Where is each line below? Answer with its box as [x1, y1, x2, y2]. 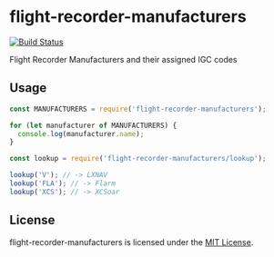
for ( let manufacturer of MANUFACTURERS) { [9, 121, 178, 130]
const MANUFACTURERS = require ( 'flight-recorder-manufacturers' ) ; [9, 104, 267, 114]
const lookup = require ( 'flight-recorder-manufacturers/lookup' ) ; [9, 154, 267, 163]
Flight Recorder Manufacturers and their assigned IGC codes [9, 54, 238, 64]
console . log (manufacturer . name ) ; [17, 129, 145, 138]
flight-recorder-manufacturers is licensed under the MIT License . [9, 236, 254, 247]
